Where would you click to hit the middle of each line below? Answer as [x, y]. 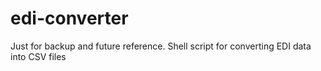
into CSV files [38, 56]
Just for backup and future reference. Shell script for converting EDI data [161, 46]
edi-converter [69, 18]
